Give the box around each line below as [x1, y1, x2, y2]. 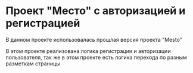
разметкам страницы [5, 60, 60, 67]
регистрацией [5, 16, 80, 30]
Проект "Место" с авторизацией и [5, 4, 186, 18]
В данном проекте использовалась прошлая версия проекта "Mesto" [5, 36, 183, 43]
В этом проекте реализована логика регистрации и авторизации [5, 47, 171, 54]
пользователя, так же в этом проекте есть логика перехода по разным [5, 54, 187, 61]
